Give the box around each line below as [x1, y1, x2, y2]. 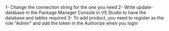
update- [136, 4, 153, 10]
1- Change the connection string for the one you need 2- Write [5, 4, 136, 10]
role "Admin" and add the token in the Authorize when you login [5, 20, 138, 26]
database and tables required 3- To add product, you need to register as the [5, 15, 164, 20]
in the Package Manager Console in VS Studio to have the [26, 9, 147, 15]
